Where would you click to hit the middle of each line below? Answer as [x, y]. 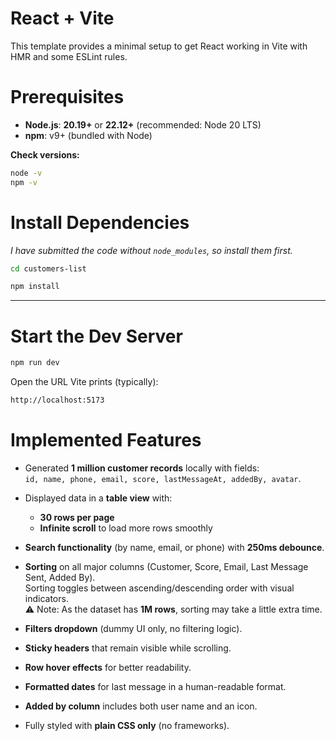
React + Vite [62, 18]
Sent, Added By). [60, 577]
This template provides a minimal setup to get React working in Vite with [159, 46]
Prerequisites [67, 97]
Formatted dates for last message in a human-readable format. [155, 686]
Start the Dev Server [96, 336]
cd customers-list [48, 268]
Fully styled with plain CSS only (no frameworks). [127, 725]
